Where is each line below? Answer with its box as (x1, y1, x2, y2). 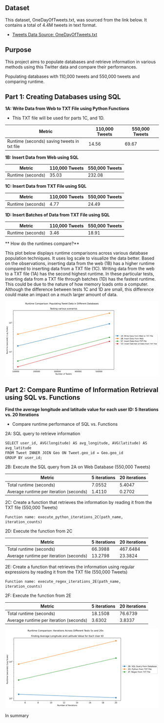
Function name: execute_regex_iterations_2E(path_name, (5, 579, 121, 584)
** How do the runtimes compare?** (5, 241, 80, 246)
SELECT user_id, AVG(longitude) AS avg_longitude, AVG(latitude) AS (5, 440, 147, 445)
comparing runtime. (5, 78, 45, 85)
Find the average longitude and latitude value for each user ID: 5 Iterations (5, 406, 159, 412)
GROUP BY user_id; (5, 455, 42, 460)
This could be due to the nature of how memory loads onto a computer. (5, 281, 149, 287)
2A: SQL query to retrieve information (5, 430, 81, 437)
